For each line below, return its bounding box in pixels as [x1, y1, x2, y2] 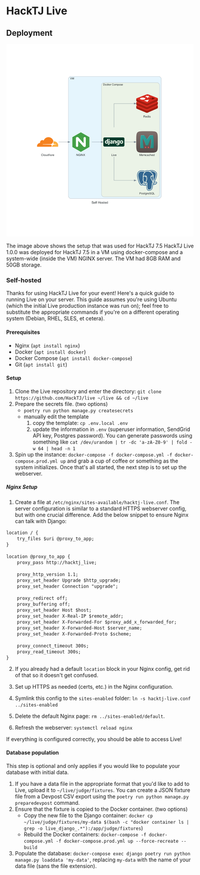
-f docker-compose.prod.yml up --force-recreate [55, 838, 179, 844]
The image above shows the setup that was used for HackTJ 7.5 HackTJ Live [6, 242, 194, 249]
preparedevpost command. [14, 799, 80, 806]
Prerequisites [6, 329, 40, 336]
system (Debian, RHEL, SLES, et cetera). [6, 315, 105, 322]
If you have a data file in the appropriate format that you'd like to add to [14, 780, 190, 787]
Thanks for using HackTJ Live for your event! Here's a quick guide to [6, 290, 174, 297]
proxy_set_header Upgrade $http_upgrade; [17, 577, 121, 583]
